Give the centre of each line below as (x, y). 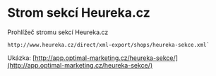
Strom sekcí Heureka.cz (79, 13)
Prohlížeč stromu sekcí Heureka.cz (58, 32)
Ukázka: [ (21, 58)
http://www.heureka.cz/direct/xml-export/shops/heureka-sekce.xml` (109, 45)
